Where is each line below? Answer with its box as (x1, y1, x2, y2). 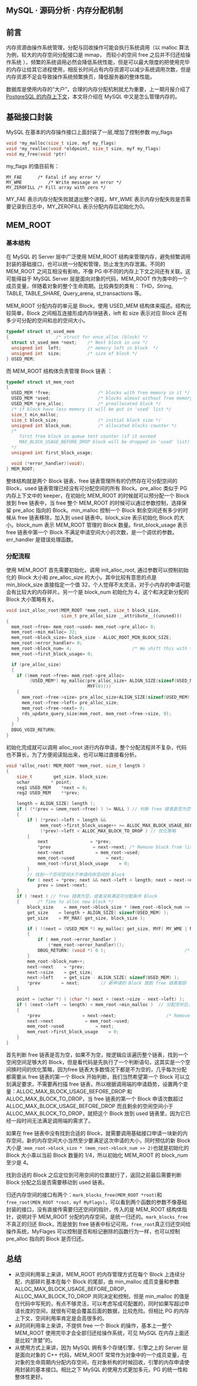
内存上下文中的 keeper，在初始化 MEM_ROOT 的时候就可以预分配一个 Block (6, 492, 189, 499)
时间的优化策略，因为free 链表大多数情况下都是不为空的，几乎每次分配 (16, 1066, 187, 1073)
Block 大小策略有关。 (6, 596, 57, 603)
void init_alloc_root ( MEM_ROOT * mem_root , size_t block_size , (6, 607, 161, 613)
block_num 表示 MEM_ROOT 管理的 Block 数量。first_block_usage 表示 (16, 521, 188, 528)
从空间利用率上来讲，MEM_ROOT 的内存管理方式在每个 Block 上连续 (14, 1270, 180, 1278)
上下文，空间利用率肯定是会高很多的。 (14, 1314, 107, 1322)
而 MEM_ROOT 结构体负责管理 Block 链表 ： (6, 367, 113, 374)
